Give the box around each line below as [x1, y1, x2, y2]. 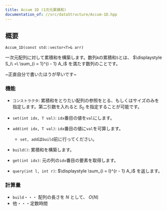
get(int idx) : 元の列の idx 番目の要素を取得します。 [12, 158, 118, 164]
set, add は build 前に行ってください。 [19, 136, 97, 142]
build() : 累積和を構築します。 [12, 147, 74, 153]
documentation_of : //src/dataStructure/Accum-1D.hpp [5, 12, 117, 17]
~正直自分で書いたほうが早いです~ [5, 71, 77, 77]
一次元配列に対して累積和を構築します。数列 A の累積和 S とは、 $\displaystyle [5, 54, 162, 60]
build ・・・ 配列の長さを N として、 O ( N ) [12, 194, 99, 200]
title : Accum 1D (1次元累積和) [5, 7, 66, 12]
